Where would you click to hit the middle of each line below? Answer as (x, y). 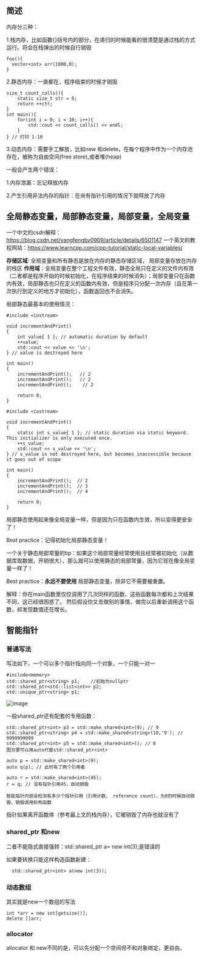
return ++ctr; (35, 104)
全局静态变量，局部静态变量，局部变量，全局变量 (98, 217)
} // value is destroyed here (45, 353)
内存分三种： (22, 27)
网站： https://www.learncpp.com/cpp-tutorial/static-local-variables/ (97, 247)
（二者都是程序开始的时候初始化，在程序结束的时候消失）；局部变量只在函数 (101, 275)
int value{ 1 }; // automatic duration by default (83, 337)
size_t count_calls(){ (35, 93)
